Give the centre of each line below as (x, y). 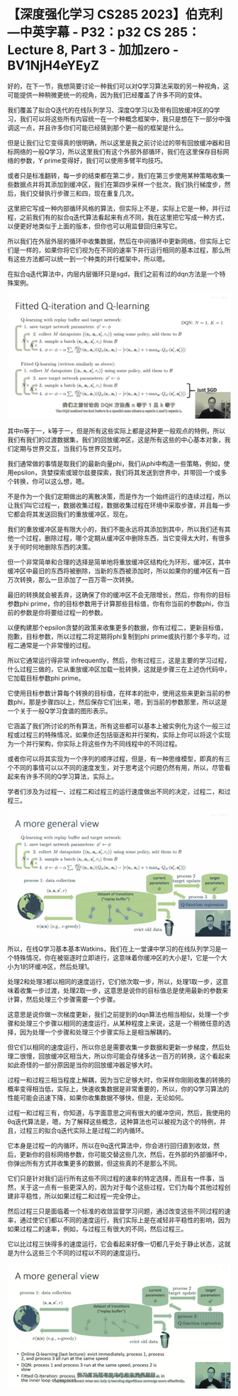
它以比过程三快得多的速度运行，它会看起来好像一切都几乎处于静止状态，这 (116, 1244)
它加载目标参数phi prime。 (46, 679)
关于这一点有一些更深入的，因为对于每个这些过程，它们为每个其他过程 (122, 1187)
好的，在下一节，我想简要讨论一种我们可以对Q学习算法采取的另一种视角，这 (118, 86)
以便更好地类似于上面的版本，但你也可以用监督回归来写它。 (94, 226)
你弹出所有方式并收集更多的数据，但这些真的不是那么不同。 (94, 1163)
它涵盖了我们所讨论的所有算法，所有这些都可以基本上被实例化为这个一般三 (116, 726)
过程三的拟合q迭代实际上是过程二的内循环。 (84, 1130)
